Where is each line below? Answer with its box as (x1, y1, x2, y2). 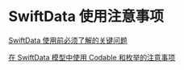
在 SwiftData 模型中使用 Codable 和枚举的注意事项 (8, 52, 176, 62)
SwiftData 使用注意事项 (8, 7, 164, 26)
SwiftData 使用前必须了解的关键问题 (8, 35, 128, 45)
